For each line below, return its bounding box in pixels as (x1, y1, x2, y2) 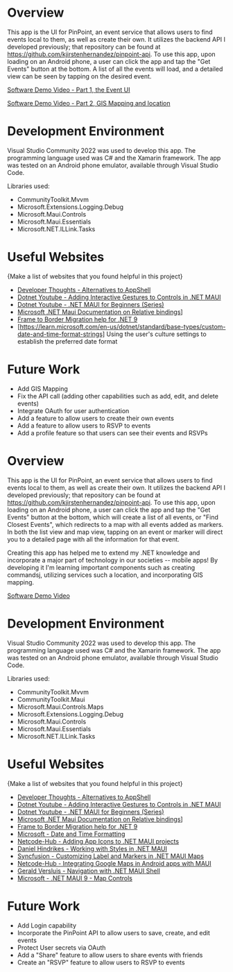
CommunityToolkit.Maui (17, 695, 85, 703)
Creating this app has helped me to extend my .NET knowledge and (7, 548, 200, 557)
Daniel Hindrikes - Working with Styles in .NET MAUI (17, 844, 168, 853)
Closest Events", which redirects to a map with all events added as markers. (7, 520, 224, 528)
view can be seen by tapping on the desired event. (7, 72, 152, 81)
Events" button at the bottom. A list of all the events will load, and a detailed (7, 65, 223, 73)
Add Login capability (17, 921, 77, 930)
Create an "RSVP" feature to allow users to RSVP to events (17, 958, 185, 966)
